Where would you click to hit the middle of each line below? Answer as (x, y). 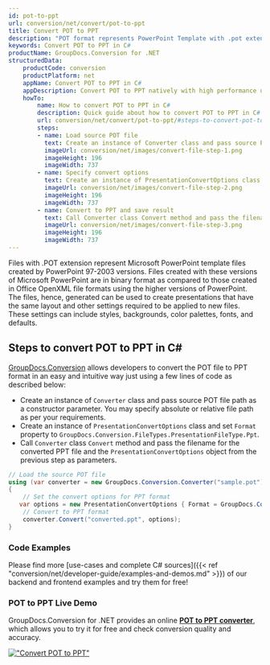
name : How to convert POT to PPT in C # (104, 105)
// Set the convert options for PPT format (97, 497)
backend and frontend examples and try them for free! (98, 582)
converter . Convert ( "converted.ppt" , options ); (102, 519)
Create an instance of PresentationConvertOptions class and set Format (138, 425)
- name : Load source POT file (88, 135)
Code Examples (39, 548)
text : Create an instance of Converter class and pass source (150, 143)
